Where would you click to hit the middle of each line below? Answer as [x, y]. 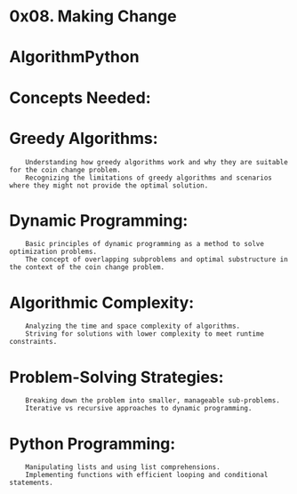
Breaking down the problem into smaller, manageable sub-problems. [153, 401]
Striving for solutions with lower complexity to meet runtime [145, 334]
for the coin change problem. [65, 170]
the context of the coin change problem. [87, 267]
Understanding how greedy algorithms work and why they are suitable [157, 162]
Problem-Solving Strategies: [116, 377]
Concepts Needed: [80, 97]
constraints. [33, 342]
